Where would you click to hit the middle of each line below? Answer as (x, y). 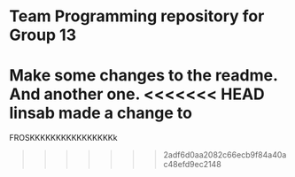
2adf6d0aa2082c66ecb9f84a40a (225, 155)
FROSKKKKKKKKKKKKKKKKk (63, 138)
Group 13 (43, 35)
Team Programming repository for (137, 16)
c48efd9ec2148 (192, 165)
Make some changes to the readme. (144, 76)
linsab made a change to (101, 113)
